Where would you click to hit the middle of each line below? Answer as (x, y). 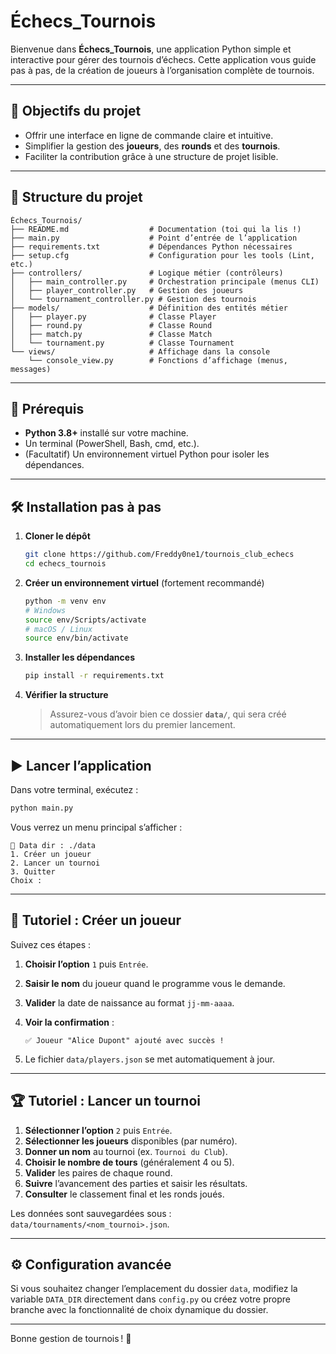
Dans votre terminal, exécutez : (74, 789)
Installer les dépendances (79, 657)
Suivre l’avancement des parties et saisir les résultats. (136, 1183)
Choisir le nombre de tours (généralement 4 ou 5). (129, 1162)
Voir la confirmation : (69, 1022)
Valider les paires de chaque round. (98, 1172)
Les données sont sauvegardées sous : (91, 1213)
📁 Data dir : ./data (53, 845)
